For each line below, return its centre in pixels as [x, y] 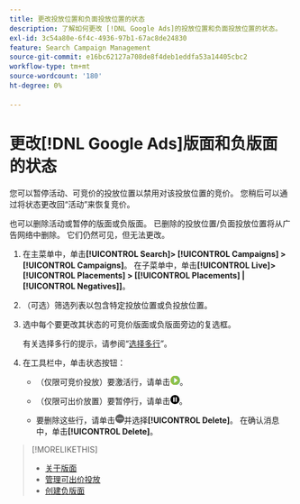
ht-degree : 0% [36, 86]
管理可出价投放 [73, 479]
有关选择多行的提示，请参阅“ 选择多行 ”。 [97, 344]
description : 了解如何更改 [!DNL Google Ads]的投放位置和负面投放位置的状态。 [145, 28]
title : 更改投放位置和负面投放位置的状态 [77, 19]
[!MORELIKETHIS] [64, 449]
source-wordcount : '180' [56, 77]
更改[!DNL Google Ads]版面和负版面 [144, 143]
